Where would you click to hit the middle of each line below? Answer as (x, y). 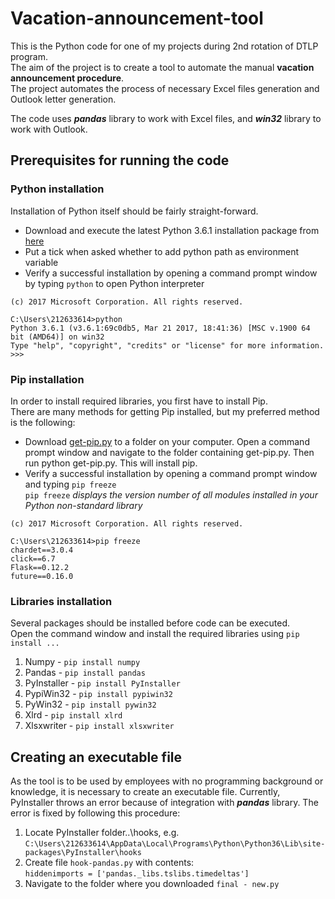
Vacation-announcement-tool (137, 18)
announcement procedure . (67, 78)
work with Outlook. (49, 129)
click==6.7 (33, 558)
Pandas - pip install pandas (85, 673)
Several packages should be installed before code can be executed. (150, 623)
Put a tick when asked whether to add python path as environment (162, 251)
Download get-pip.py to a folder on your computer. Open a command (167, 441)
